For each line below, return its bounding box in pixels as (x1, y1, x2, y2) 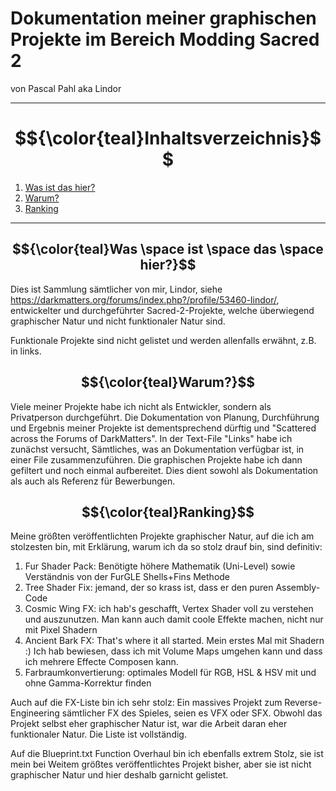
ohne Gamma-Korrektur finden (24, 677, 152, 689)
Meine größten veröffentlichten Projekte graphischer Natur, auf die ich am (10, 530, 315, 542)
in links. (10, 345, 42, 357)
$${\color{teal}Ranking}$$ (81, 503, 255, 521)
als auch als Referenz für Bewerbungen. (10, 475, 176, 487)
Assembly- (275, 582, 321, 594)
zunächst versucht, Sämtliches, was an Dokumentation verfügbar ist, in (10, 443, 305, 455)
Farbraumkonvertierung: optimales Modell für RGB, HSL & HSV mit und (24, 667, 317, 679)
